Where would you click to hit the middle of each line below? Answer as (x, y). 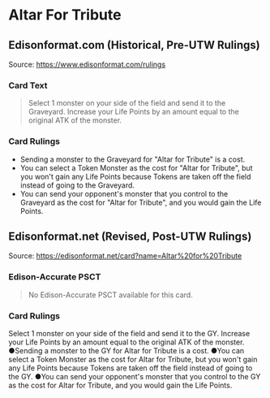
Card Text (28, 85)
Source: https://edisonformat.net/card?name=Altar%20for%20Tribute (125, 256)
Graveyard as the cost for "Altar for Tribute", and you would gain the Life (141, 202)
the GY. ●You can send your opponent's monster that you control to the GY (135, 376)
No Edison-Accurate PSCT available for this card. (110, 295)
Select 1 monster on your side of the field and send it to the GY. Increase (129, 333)
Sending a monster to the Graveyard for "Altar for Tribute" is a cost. (133, 159)
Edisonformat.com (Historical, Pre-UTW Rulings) (135, 45)
